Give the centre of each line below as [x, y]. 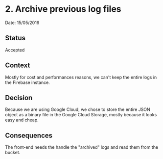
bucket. [13, 153]
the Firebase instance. [27, 82]
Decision [19, 97]
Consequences [29, 135]
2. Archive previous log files [63, 9]
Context [18, 66]
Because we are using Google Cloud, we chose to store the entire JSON [78, 109]
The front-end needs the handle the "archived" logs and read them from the [81, 147]
